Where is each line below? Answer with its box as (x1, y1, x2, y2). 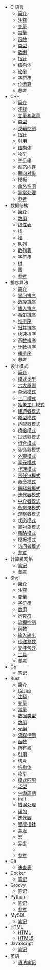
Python (10, 894, 26, 900)
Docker (10, 870, 26, 876)
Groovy (10, 882, 26, 888)
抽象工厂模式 (17, 402, 45, 407)
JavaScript (10, 940, 33, 946)
